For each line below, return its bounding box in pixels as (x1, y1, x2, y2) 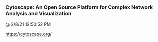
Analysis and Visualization (5, 10, 72, 17)
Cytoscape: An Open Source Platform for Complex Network (5, 4, 153, 11)
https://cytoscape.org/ (5, 31, 52, 37)
